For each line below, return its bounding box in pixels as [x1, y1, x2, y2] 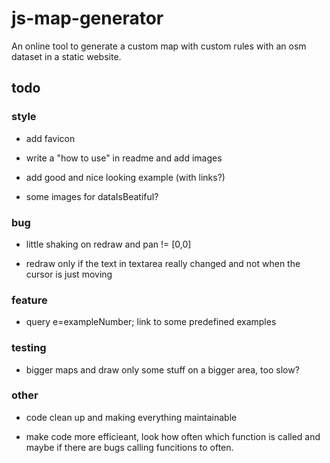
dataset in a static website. [11, 50, 122, 62]
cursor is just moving [25, 268, 113, 280]
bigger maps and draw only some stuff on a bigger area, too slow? [25, 363, 300, 376]
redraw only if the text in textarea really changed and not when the [25, 257, 301, 269]
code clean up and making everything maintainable [25, 411, 238, 423]
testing [11, 341, 47, 355]
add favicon [25, 132, 76, 144]
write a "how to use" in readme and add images [25, 152, 223, 164]
